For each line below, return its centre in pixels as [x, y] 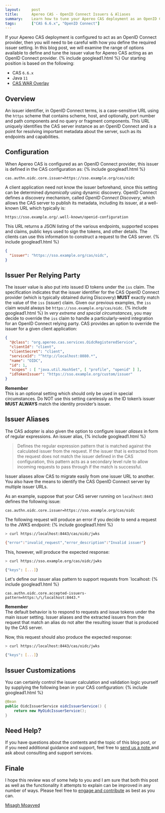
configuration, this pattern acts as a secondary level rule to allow [82, 461]
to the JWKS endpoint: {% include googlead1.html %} [59, 525]
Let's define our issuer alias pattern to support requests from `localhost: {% [82, 579]
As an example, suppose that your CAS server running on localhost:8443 [79, 496]
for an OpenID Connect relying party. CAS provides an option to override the [82, 324]
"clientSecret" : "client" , [37, 352]
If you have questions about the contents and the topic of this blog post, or [81, 742]
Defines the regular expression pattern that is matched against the [84, 446]
